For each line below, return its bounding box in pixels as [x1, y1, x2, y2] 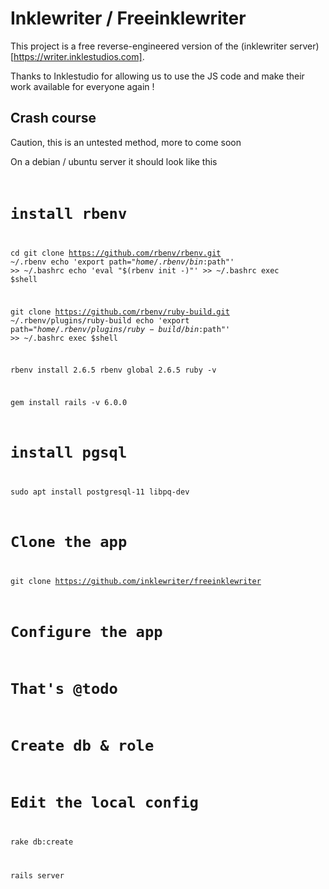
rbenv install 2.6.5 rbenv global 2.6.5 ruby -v [10, 365, 217, 376]
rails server [10, 870, 65, 881]
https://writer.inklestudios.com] [13, 50, 143, 62]
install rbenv [10, 205, 128, 224]
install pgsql [10, 443, 128, 462]
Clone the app [10, 533, 128, 552]
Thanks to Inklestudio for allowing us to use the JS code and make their [10, 70, 305, 82]
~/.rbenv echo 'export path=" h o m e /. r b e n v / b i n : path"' [10, 257, 235, 267]
